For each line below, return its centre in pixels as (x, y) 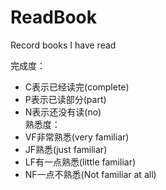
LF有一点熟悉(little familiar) (80, 162)
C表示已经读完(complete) (77, 87)
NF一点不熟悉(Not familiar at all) (90, 174)
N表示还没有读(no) (63, 112)
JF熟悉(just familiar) (66, 149)
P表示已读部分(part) (65, 99)
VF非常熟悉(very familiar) (77, 137)
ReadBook (54, 17)
